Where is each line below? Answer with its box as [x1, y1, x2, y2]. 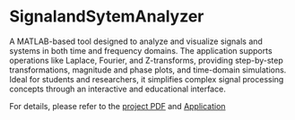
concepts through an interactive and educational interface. [9, 83, 226, 94]
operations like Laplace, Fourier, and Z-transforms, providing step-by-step [9, 55, 284, 65]
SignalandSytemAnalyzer [9, 6, 204, 27]
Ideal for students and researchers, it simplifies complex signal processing [9, 73, 284, 84]
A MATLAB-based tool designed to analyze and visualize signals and [9, 36, 263, 47]
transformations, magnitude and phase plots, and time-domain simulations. [9, 64, 287, 75]
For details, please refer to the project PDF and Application [9, 100, 226, 111]
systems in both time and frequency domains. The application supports [9, 45, 273, 56]
